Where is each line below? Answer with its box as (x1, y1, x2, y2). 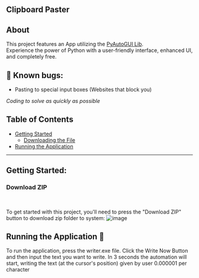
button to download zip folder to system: (6, 214, 105, 221)
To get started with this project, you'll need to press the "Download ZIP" (6, 208, 182, 215)
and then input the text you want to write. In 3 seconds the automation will (6, 254, 187, 261)
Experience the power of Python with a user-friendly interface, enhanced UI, (6, 47, 193, 54)
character (6, 266, 30, 273)
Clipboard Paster (6, 5, 70, 15)
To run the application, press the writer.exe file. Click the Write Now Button (6, 247, 188, 254)
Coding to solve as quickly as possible (6, 98, 101, 105)
